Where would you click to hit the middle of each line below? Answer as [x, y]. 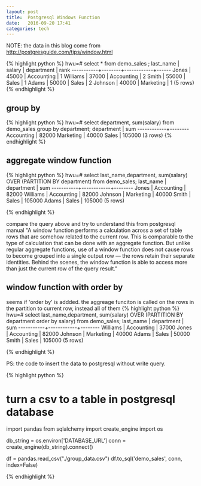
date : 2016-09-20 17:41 [38, 23]
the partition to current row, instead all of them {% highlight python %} [93, 308]
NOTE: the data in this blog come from [53, 46]
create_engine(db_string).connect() [50, 447]
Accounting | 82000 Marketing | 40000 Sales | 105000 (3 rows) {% [89, 135]
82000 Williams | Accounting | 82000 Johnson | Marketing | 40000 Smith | [99, 194]
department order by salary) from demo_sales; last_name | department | [95, 321]
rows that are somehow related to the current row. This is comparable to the [100, 236]
